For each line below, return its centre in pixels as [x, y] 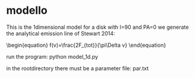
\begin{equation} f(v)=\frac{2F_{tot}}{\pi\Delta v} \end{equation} [86, 45]
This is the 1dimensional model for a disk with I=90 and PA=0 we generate [97, 27]
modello [27, 10]
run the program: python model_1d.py [52, 56]
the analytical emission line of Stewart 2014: [61, 33]
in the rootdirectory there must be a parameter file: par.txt [77, 68]
